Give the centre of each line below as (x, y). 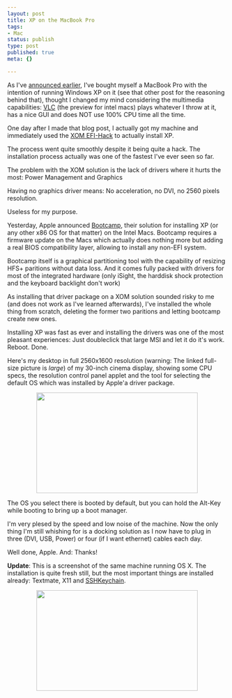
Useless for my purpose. (42, 211)
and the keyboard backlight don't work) (64, 283)
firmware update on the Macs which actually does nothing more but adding (115, 240)
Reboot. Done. (28, 347)
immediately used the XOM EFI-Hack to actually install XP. (91, 135)
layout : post (26, 14)
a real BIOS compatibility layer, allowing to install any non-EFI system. (107, 247)
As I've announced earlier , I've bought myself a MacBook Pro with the (107, 85)
